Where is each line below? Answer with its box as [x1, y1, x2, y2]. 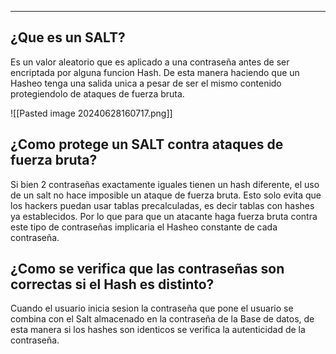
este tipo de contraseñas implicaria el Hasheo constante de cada [10, 221, 278, 233]
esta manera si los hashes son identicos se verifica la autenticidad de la [10, 324, 306, 336]
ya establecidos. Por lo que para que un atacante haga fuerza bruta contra [10, 210, 318, 222]
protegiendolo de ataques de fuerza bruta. [10, 87, 185, 100]
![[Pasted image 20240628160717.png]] [10, 107, 173, 119]
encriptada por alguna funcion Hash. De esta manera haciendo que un [10, 66, 300, 78]
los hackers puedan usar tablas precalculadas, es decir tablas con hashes [10, 199, 315, 211]
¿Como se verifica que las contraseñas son [10, 261, 285, 278]
